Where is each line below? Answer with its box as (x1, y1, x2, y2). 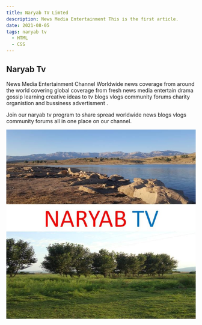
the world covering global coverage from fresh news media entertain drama (6, 87, 194, 94)
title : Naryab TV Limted (6, 10, 69, 16)
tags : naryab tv (6, 29, 47, 35)
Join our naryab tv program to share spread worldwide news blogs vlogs (6, 111, 186, 118)
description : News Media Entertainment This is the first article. (6, 16, 179, 22)
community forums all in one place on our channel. (6, 117, 132, 124)
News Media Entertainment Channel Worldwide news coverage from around (6, 80, 195, 87)
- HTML (11, 35, 28, 41)
